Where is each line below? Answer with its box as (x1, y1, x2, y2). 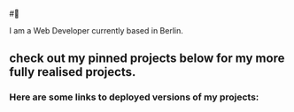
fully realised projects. (9, 64, 136, 79)
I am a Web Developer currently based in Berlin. (9, 26, 184, 35)
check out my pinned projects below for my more (9, 51, 285, 66)
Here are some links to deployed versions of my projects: (9, 91, 259, 103)
